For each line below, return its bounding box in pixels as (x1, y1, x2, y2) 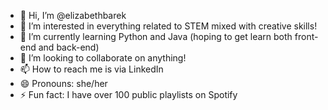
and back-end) (38, 41, 100, 53)
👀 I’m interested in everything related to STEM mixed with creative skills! (19, 20, 318, 32)
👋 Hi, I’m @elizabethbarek (19, 10, 127, 21)
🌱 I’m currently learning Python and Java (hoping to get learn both (19, 31, 293, 42)
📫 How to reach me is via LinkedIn (19, 63, 164, 75)
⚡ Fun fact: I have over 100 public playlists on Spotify (19, 89, 238, 100)
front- (294, 31, 319, 42)
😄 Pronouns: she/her (19, 78, 108, 89)
